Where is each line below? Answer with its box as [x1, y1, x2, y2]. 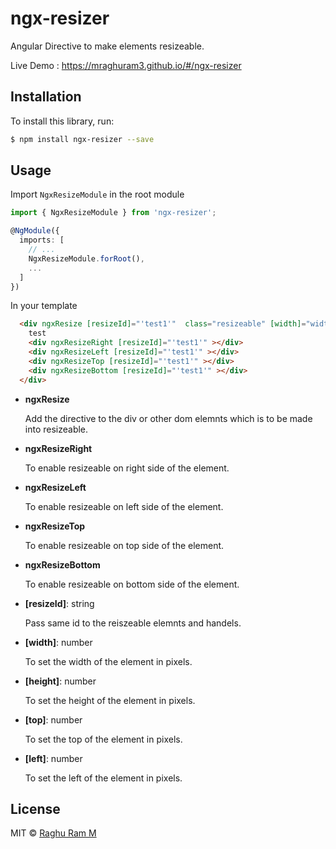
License [10, 800, 61, 817]
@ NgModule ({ [10, 226, 60, 236]
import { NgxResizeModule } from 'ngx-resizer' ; [10, 208, 217, 218]
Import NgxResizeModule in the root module [10, 188, 185, 201]
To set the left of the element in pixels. [24, 772, 183, 784]
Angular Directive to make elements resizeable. [10, 40, 205, 52]
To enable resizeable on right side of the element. [24, 462, 230, 474]
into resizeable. [24, 423, 89, 435]
